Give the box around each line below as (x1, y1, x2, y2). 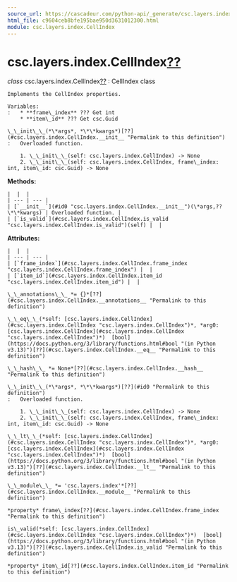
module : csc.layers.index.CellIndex (7, 23, 115, 30)
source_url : (7, 10, 42, 18)
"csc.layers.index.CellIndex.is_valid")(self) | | (7, 222, 162, 229)
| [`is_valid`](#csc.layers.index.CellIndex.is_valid (7, 216, 169, 223)
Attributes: (7, 234, 40, 243)
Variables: (7, 103, 39, 110)
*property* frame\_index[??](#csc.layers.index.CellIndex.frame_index (7, 507, 219, 514)
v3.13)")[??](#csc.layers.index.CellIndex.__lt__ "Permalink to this (7, 463, 217, 471)
